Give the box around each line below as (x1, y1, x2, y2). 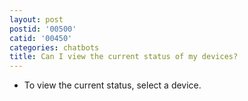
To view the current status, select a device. (23, 79, 202, 91)
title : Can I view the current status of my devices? (9, 52, 239, 62)
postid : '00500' (9, 24, 77, 34)
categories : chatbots (9, 42, 100, 53)
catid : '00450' (9, 33, 73, 43)
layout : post (9, 14, 64, 25)
